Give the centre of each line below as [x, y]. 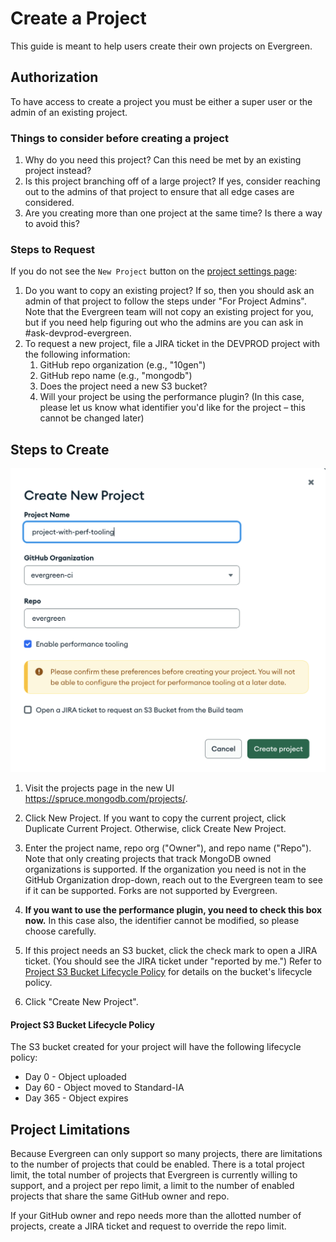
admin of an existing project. [69, 112]
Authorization [54, 77]
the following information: [77, 354]
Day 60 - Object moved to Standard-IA [104, 1088]
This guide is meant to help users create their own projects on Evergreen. [161, 46]
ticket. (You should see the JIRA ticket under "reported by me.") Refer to [173, 961]
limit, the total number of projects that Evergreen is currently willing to [154, 1174]
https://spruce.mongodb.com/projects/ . [106, 798]
